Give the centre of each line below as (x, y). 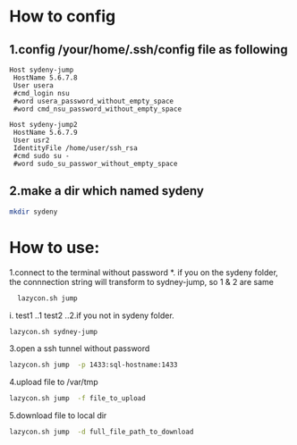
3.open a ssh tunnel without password (80, 348)
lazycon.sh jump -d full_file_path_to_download (102, 432)
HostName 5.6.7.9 (45, 132)
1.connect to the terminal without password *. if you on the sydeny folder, (144, 272)
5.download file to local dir (58, 416)
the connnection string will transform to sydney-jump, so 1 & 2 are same (142, 281)
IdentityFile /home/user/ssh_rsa (76, 148)
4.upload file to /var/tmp (54, 382)
